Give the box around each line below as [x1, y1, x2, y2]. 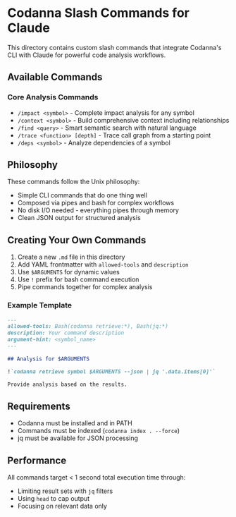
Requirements [7, 400, 70, 412]
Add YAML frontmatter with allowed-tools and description [17, 260, 189, 269]
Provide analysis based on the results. [7, 381, 128, 388]
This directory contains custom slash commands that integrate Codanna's [7, 43, 222, 51]
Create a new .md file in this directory [17, 253, 125, 262]
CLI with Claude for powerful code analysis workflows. [7, 51, 166, 59]
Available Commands [7, 71, 103, 83]
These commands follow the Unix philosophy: [7, 178, 140, 186]
